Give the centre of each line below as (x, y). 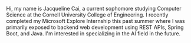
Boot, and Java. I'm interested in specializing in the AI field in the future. (93, 34)
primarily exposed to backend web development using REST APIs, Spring (95, 27)
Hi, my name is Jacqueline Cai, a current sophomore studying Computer (94, 9)
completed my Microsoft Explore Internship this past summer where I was (95, 21)
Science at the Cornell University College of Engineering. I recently (87, 15)
